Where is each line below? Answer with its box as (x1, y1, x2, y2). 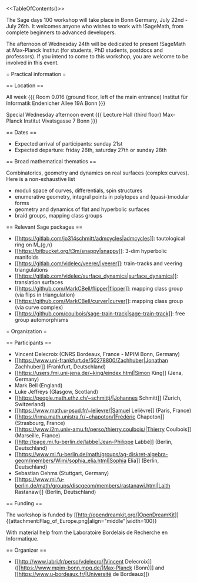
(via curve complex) (14, 304, 64, 311)
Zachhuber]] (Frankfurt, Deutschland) (14, 363, 106, 370)
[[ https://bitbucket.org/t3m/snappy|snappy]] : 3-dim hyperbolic (14, 248, 168, 254)
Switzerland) (14, 401, 46, 407)
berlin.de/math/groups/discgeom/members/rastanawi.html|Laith (14, 482, 171, 489)
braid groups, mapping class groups (14, 212, 103, 219)
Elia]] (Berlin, (127, 457, 159, 464)
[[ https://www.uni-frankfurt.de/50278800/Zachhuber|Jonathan (14, 357, 169, 364)
